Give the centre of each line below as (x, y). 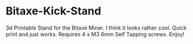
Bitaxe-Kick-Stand (54, 11)
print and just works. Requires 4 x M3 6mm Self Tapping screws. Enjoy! (95, 34)
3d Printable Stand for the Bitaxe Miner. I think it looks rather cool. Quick (96, 28)
